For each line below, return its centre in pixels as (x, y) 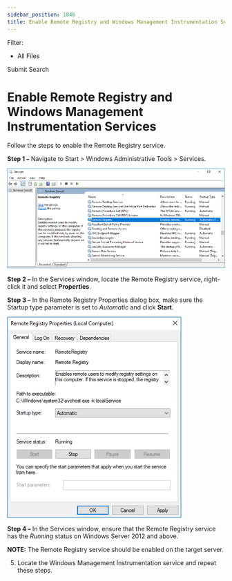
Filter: (16, 42)
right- (212, 279)
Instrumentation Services (82, 126)
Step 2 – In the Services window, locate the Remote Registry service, (105, 279)
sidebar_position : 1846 (41, 15)
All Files (28, 56)
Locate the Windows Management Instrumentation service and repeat (117, 563)
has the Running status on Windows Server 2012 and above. (93, 536)
